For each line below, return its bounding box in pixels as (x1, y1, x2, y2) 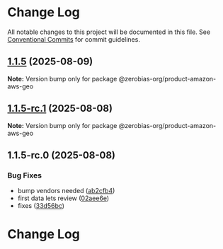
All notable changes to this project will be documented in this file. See (7, 28, 211, 36)
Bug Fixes (7, 170, 42, 180)
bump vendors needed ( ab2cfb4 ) (17, 187, 115, 195)
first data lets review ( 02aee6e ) (17, 194, 110, 202)
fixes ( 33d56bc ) (17, 202, 65, 210)
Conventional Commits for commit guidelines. (7, 35, 140, 43)
